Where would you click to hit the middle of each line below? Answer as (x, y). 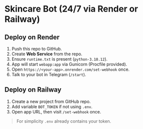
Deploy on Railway (33, 90)
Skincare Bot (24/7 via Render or (71, 9)
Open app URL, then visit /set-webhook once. (56, 112)
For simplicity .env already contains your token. (64, 121)
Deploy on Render (32, 37)
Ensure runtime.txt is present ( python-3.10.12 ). (59, 59)
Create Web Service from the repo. (47, 54)
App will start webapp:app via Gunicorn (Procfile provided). (69, 64)
